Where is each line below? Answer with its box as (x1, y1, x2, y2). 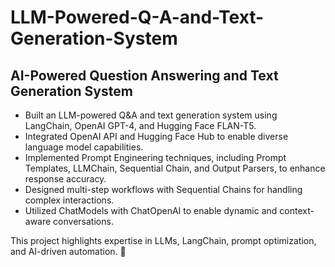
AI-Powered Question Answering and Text (10, 67, 279, 84)
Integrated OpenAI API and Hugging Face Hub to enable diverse (24, 131, 289, 142)
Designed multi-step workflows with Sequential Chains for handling (24, 184, 303, 195)
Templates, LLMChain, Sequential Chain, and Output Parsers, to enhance (24, 162, 326, 174)
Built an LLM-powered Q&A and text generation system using (24, 109, 278, 121)
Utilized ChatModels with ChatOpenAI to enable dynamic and (24, 205, 278, 216)
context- (279, 205, 315, 216)
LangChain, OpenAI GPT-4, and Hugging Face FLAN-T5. (24, 120, 257, 131)
